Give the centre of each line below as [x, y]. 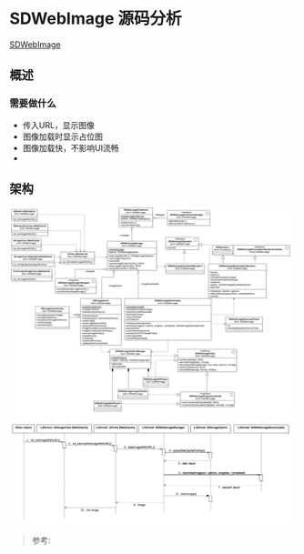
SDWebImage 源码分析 [96, 19]
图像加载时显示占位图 [62, 136]
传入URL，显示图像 [59, 125]
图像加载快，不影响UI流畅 [71, 147]
